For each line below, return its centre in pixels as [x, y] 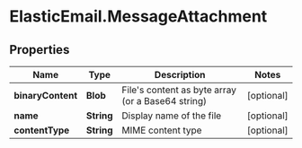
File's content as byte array [179, 90]
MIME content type [162, 130]
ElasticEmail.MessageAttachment [138, 17]
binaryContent [46, 96]
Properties [40, 50]
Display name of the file [172, 116]
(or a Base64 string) [164, 101]
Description [180, 75]
